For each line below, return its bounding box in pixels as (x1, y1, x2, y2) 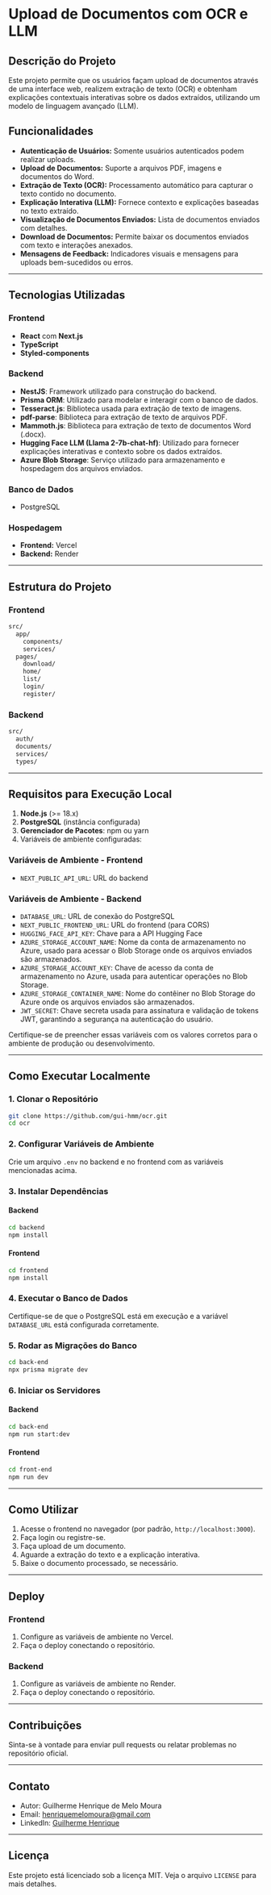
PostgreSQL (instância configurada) (19, 817, 141, 827)
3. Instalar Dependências (8, 1185, 109, 1196)
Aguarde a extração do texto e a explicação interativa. (19, 1550, 200, 1559)
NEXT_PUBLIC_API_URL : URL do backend (19, 873, 148, 883)
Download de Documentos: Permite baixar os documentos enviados (19, 232, 249, 241)
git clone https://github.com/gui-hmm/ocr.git (8, 1112, 168, 1120)
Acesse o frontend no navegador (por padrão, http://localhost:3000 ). (19, 1524, 256, 1534)
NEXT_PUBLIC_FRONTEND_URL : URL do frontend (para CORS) (19, 920, 210, 929)
